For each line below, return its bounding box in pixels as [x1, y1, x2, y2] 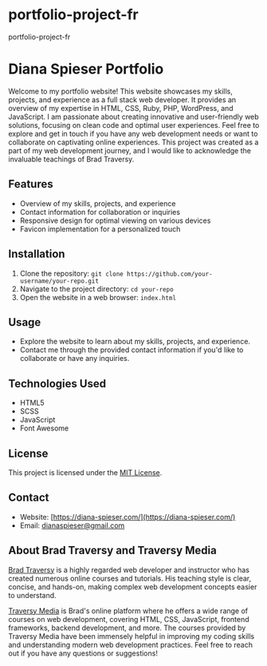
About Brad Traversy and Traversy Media [8, 544, 217, 557]
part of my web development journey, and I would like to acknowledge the [8, 145, 251, 155]
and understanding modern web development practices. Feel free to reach [8, 640, 253, 649]
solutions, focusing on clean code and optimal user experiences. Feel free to [8, 120, 260, 129]
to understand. [8, 590, 57, 600]
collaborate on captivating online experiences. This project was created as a [8, 137, 259, 147]
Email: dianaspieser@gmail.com [19, 521, 125, 530]
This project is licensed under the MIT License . [8, 467, 163, 477]
